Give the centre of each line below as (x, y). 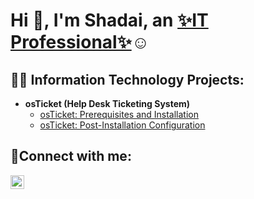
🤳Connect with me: (71, 156)
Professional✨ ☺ (80, 42)
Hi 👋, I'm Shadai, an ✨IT (109, 20)
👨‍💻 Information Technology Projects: (127, 79)
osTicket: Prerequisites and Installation (119, 114)
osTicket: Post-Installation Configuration (122, 125)
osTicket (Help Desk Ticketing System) (107, 103)
